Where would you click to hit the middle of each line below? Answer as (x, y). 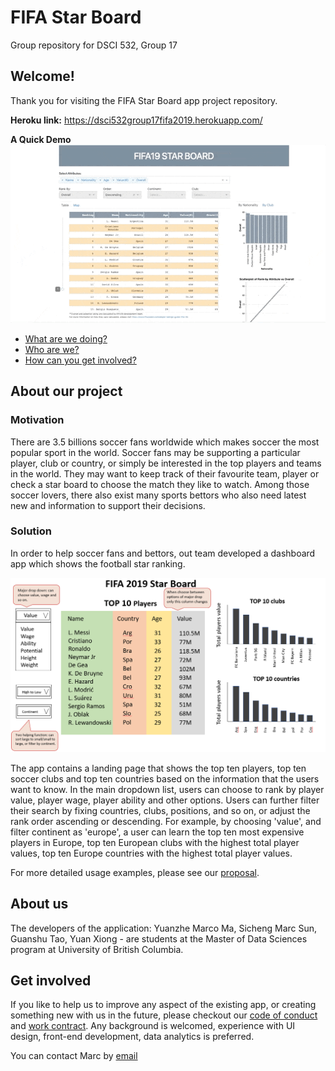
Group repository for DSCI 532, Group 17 (94, 45)
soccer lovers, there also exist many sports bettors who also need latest (158, 495)
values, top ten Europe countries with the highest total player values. (151, 853)
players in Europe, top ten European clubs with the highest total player (155, 842)
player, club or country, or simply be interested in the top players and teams (166, 463)
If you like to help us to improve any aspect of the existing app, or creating (163, 1005)
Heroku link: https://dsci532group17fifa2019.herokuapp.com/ (136, 120)
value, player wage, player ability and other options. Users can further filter (165, 800)
